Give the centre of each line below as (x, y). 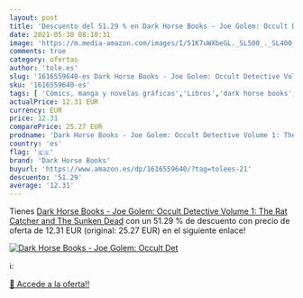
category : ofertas (44, 60)
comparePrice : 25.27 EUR (56, 127)
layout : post (34, 18)
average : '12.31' (42, 186)
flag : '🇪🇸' (32, 152)
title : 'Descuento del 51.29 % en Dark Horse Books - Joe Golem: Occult (149, 26)
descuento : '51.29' (46, 177)
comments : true (38, 51)
